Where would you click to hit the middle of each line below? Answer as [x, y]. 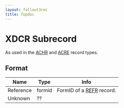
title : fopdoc [20, 14]
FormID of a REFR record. [86, 91]
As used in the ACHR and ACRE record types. [52, 53]
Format [17, 68]
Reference [20, 91]
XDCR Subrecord [41, 39]
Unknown [19, 99]
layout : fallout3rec [27, 10]
